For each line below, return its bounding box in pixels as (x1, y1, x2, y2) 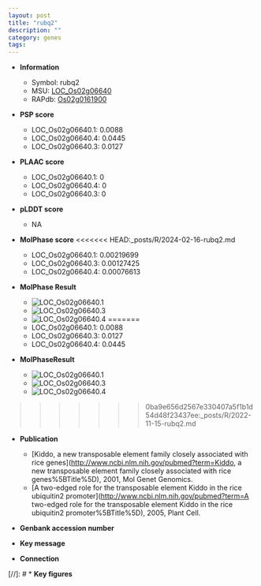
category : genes (8, 33, 62, 42)
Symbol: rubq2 (31, 78, 80, 88)
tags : (8, 41, 26, 49)
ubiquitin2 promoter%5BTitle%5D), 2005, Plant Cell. (31, 508, 201, 517)
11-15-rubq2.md (145, 419, 196, 428)
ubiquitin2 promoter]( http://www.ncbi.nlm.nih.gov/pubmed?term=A (31, 491, 250, 501)
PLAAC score (19, 157, 65, 166)
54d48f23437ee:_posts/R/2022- (145, 411, 252, 420)
